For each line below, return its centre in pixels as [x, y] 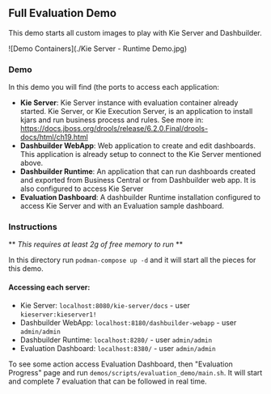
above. [32, 163]
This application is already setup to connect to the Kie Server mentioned [140, 155]
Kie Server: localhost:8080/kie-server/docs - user [105, 305]
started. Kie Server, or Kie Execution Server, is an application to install [136, 112]
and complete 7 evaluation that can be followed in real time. [108, 381]
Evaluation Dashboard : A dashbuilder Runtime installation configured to [140, 197]
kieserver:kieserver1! [58, 315]
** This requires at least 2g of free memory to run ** [96, 244]
